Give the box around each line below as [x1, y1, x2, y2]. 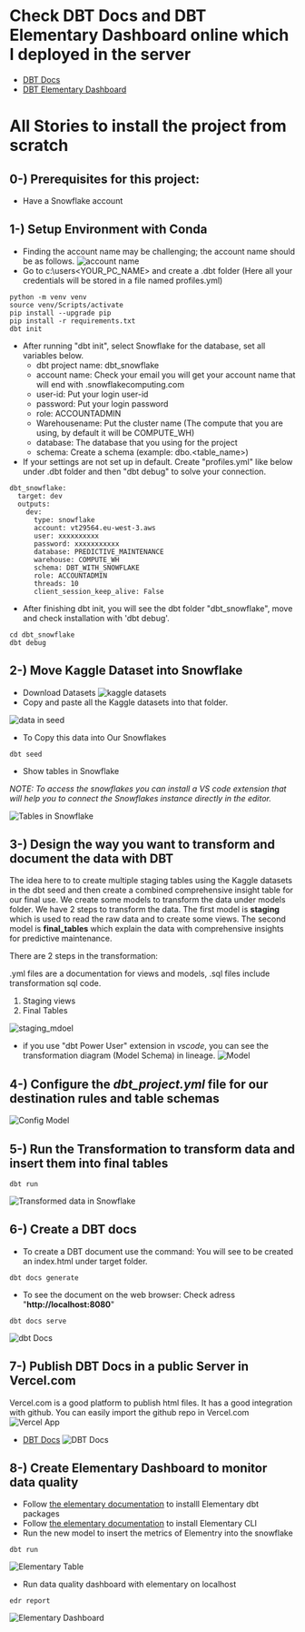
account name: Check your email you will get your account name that [35, 369, 296, 380]
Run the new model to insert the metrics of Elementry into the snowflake [22, 1527, 293, 1538]
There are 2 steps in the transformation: [9, 951, 159, 962]
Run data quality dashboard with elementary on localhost [22, 1579, 237, 1590]
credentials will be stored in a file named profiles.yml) [22, 275, 223, 286]
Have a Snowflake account [22, 195, 123, 206]
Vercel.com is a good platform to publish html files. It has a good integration [9, 1397, 293, 1408]
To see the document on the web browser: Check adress [22, 1289, 236, 1300]
